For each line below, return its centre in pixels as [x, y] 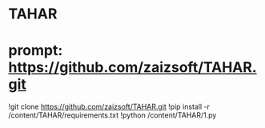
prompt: [36, 51]
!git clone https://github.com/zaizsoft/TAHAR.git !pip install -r [109, 107]
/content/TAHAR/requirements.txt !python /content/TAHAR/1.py [112, 115]
